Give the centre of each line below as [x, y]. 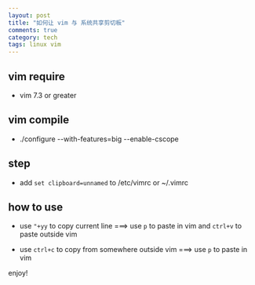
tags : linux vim [35, 45]
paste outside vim [48, 234]
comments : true [33, 30]
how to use [36, 207]
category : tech [33, 37]
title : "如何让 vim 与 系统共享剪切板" [67, 23]
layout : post [29, 15]
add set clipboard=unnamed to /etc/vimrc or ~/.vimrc [104, 182]
